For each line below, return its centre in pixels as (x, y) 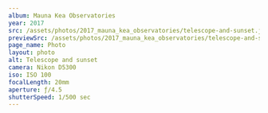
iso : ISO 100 (30, 75)
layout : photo (32, 53)
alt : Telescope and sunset (53, 60)
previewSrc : (28, 38)
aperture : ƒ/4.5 (35, 90)
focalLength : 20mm (39, 82)
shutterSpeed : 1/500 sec (49, 97)
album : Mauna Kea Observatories (62, 16)
